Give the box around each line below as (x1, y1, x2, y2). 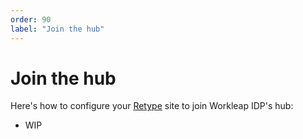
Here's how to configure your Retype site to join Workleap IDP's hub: (10, 100, 294, 112)
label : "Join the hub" (10, 24, 105, 34)
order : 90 (10, 14, 52, 25)
